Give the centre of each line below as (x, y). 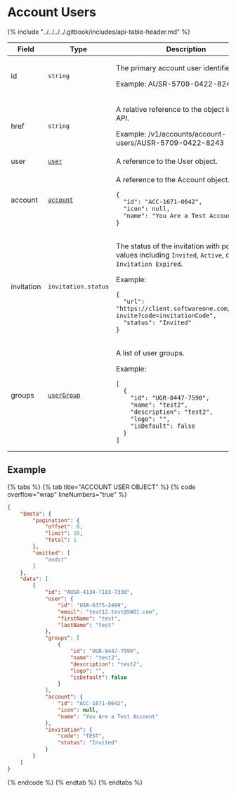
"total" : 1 (61, 540)
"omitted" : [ (52, 553)
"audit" (56, 559)
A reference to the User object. (166, 161)
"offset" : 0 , (64, 527)
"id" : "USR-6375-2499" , (92, 605)
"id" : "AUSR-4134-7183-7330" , (89, 592)
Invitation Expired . (149, 263)
